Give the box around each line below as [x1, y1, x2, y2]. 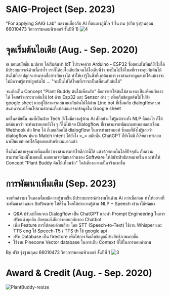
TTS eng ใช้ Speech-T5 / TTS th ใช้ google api [13, 228, 107, 234]
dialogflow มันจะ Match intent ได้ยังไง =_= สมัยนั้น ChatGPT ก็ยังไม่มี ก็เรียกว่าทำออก [6, 133, 161, 139]
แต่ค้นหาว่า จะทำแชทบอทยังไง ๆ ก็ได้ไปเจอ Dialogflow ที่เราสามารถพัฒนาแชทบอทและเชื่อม [6, 121, 160, 127]
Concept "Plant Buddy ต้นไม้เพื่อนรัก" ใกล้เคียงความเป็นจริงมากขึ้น [6, 159, 125, 165]
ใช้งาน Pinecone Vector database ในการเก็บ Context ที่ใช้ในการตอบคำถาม [13, 239, 151, 245]
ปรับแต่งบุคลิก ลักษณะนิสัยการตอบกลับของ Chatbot [13, 216, 102, 222]
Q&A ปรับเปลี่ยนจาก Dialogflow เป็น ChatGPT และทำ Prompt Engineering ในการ [13, 210, 165, 217]
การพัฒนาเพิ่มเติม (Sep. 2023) [6, 178, 116, 189]
